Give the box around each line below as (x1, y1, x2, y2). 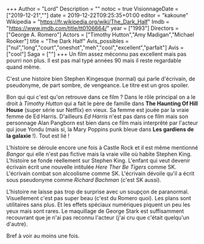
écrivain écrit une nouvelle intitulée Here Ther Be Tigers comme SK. (6, 164, 177, 170)
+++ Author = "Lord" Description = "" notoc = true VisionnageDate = (6, 5, 179, 12)
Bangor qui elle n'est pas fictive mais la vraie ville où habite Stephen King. (6, 150, 192, 158)
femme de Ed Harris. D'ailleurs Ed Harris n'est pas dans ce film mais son (6, 113, 189, 120)
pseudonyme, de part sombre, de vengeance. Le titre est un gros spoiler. (6, 82, 189, 89)
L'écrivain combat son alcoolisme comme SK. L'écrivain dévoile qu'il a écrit (6, 170, 195, 177)
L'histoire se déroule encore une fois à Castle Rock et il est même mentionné (6, 144, 199, 151)
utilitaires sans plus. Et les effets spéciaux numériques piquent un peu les (6, 201, 191, 208)
